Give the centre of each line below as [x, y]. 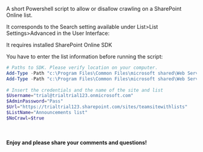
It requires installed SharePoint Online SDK [59, 45]
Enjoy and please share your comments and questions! [77, 142]
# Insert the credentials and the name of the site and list [85, 90]
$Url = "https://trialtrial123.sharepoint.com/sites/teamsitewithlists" [97, 107]
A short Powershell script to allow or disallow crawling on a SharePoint [94, 9]
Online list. [19, 15]
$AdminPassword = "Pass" [35, 101]
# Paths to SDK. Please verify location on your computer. [82, 68]
